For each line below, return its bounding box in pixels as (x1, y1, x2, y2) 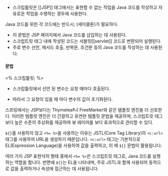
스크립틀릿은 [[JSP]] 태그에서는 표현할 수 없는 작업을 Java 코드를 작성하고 (12, 4, 157, 10)
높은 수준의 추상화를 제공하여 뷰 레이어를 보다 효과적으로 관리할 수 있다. (14, 119, 154, 125)
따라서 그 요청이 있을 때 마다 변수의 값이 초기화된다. (12, 96, 113, 102)
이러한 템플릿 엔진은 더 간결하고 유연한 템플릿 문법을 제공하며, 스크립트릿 (12, 113, 154, 119)
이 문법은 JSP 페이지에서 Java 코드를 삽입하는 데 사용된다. (12, 32, 127, 37)
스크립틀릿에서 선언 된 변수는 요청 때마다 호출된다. (12, 85, 110, 91)
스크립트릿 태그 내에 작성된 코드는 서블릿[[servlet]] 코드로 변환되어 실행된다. (12, 38, 162, 44)
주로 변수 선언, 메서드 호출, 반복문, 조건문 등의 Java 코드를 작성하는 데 (12, 44, 149, 50)
